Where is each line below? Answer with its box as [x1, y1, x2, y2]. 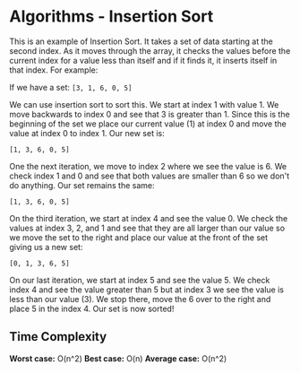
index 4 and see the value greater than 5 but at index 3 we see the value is [9, 284, 285, 295]
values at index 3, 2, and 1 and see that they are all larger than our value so [9, 222, 285, 233]
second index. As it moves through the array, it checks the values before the [9, 45, 291, 56]
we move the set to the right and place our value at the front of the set [9, 231, 269, 243]
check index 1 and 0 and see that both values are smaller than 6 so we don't [9, 170, 290, 181]
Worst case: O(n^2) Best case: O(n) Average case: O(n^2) [9, 352, 227, 364]
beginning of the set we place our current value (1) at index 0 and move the [9, 118, 287, 129]
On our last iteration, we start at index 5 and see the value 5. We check [9, 274, 270, 285]
